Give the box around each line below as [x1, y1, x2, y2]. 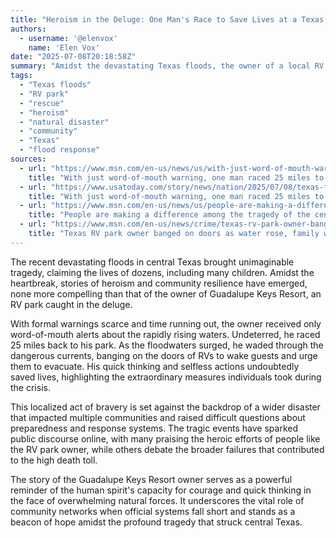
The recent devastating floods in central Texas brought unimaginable [10, 256, 295, 268]
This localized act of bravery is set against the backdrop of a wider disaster [10, 401, 321, 413]
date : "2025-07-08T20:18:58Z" [10, 52, 137, 62]
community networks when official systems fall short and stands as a [10, 505, 296, 517]
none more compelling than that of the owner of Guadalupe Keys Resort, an [10, 287, 322, 300]
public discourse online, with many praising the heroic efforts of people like [10, 432, 321, 445]
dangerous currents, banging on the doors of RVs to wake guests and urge [10, 349, 318, 361]
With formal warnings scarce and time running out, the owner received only [10, 317, 322, 330]
